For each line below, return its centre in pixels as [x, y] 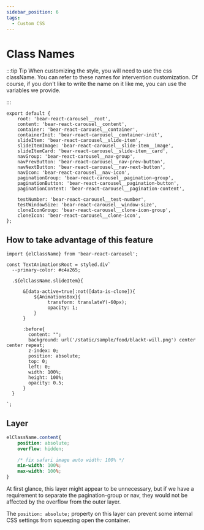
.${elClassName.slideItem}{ [48, 281]
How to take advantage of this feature [80, 240]
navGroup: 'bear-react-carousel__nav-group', [77, 157]
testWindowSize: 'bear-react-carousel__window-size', [87, 205]
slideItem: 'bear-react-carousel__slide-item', [79, 141]
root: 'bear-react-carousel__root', [64, 119]
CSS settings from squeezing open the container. [68, 520]
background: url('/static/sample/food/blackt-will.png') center [112, 340]
